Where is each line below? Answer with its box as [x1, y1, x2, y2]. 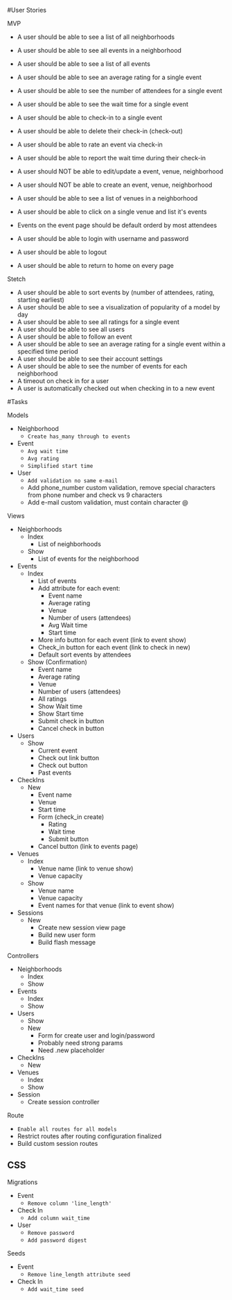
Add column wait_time [27, 1215, 90, 1222]
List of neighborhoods [37, 540, 102, 548]
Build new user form [37, 931, 96, 939]
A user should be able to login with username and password [17, 235, 189, 242]
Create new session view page [37, 923, 126, 931]
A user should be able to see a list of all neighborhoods [17, 33, 175, 41]
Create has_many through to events [27, 433, 130, 440]
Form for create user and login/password [37, 1031, 155, 1040]
